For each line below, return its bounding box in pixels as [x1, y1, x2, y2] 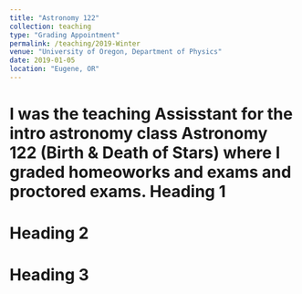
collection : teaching [9, 22, 92, 31]
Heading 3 [9, 265, 89, 286]
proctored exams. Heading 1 [9, 182, 226, 202]
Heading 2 [9, 223, 89, 244]
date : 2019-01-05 [9, 56, 76, 65]
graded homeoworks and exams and [9, 162, 292, 183]
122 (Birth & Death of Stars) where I [9, 142, 281, 163]
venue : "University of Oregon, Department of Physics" [9, 47, 223, 57]
